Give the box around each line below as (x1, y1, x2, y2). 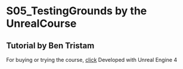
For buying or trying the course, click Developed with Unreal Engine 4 (6, 57, 178, 63)
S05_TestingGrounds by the (6, 4, 147, 18)
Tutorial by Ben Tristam (6, 40, 95, 51)
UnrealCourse (6, 17, 77, 30)
